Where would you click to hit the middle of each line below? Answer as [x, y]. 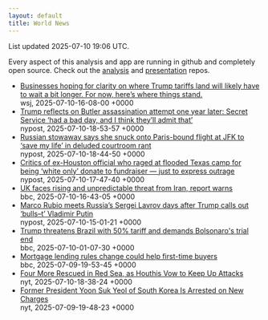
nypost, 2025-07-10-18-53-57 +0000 [82, 128]
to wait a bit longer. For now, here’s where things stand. [111, 94]
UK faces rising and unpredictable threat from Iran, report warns [126, 188]
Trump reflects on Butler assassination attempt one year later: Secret [134, 111]
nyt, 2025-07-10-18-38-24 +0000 [76, 282]
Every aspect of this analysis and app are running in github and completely [132, 62]
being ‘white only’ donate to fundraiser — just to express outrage [127, 171]
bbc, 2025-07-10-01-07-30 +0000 [77, 247]
